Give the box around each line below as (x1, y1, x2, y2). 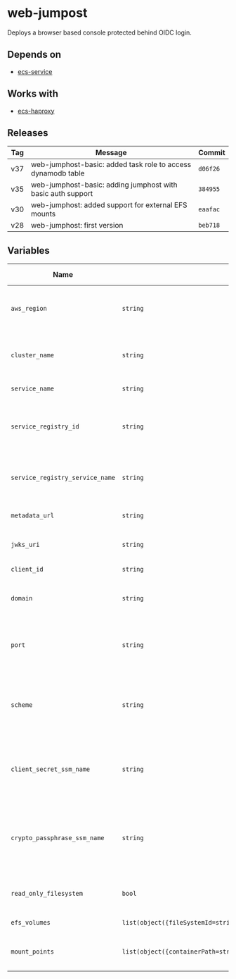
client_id (11, 565, 44, 574)
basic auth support (30, 189, 93, 199)
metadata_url (11, 512, 55, 519)
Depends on (7, 49, 62, 61)
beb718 (197, 221, 221, 230)
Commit (197, 148, 225, 158)
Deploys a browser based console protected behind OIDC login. (7, 28, 192, 37)
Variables (7, 245, 51, 257)
